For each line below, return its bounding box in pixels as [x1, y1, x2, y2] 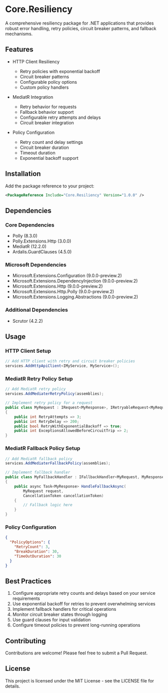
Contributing [5, 636, 46, 645]
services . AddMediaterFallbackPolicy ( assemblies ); [5, 461, 111, 466]
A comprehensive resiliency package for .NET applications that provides [5, 20, 154, 26]
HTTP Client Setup [5, 347, 51, 354]
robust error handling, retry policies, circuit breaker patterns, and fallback [5, 25, 156, 31]
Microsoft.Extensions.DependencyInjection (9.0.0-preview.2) [12, 278, 138, 284]
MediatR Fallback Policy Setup [5, 445, 80, 452]
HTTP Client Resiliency [12, 59, 60, 65]
